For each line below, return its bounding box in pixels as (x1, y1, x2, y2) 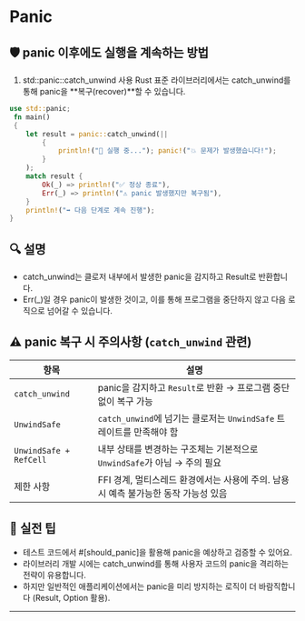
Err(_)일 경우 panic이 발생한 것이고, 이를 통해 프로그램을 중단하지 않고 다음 (22, 294, 286, 305)
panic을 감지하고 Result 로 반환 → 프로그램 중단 (97, 381, 290, 394)
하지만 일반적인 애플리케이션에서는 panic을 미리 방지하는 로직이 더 (22, 580, 257, 592)
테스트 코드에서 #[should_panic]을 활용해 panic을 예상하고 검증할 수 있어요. (22, 546, 293, 557)
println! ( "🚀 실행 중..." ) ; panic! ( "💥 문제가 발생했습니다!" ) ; (57, 146, 277, 155)
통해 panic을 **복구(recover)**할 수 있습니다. (22, 86, 186, 96)
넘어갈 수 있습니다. (46, 305, 113, 316)
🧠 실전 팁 (9, 521, 56, 536)
